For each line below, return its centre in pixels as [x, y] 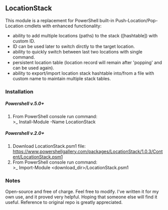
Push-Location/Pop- [137, 20]
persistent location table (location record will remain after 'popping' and [87, 62]
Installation [19, 91]
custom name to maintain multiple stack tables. [62, 78]
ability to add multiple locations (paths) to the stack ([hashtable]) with [85, 35]
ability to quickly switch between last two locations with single [77, 51]
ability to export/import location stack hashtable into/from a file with [83, 73]
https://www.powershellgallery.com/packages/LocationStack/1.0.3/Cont [88, 151]
